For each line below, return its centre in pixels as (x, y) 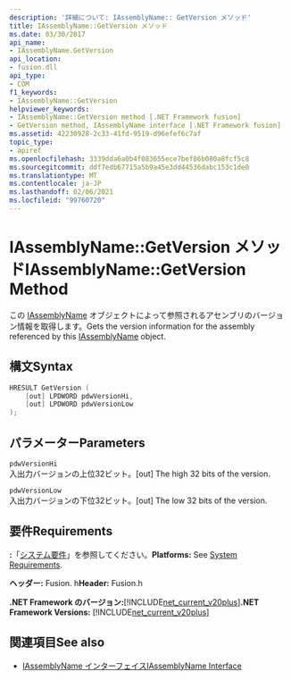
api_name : (28, 42)
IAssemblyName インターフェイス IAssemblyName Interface (132, 666)
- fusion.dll (33, 68)
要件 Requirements (61, 531)
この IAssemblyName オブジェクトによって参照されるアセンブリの (131, 315)
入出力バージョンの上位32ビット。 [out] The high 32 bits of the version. (140, 474)
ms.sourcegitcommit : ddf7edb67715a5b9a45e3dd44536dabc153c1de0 (129, 167)
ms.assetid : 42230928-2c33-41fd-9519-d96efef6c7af (105, 134)
